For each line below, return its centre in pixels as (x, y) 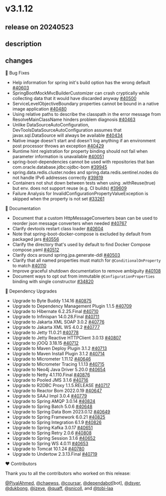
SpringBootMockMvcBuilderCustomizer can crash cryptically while (81, 93)
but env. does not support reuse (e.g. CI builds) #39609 (70, 188)
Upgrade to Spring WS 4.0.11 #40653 (50, 443)
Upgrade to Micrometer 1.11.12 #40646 (51, 359)
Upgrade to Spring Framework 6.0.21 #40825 (59, 417)
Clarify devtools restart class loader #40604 (58, 228)
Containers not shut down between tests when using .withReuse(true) (84, 183)
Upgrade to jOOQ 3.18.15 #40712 (45, 343)
